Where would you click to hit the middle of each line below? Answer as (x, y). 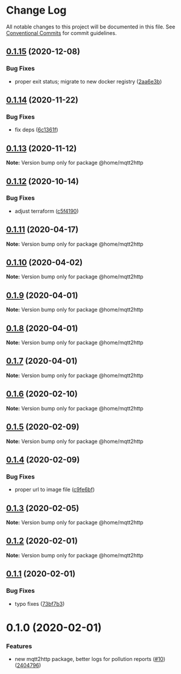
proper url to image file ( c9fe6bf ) (55, 490)
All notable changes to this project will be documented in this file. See (91, 27)
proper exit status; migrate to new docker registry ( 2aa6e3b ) (88, 81)
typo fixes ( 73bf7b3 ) (40, 604)
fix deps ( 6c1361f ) (36, 130)
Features (19, 646)
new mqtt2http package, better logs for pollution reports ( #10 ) (90, 659)
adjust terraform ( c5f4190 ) (47, 211)
